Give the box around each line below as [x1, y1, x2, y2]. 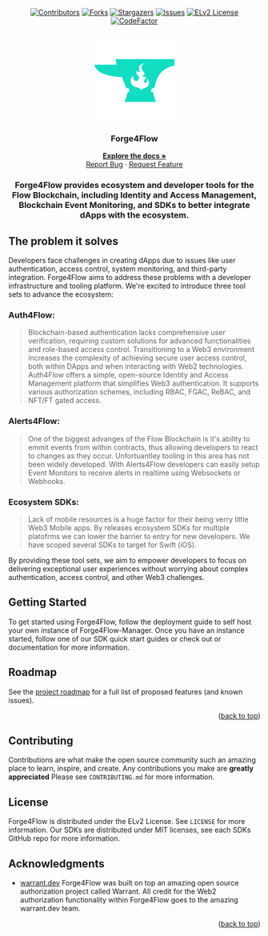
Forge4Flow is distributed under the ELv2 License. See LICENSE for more [8, 817, 246, 826]
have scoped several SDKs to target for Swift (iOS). [27, 540, 198, 550]
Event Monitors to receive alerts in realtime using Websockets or [27, 468, 241, 478]
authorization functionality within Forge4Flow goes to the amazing [19, 894, 238, 904]
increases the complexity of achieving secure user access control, [27, 353, 247, 363]
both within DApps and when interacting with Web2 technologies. [27, 362, 244, 371]
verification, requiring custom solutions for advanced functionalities [27, 336, 251, 346]
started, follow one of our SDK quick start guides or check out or [8, 634, 222, 643]
